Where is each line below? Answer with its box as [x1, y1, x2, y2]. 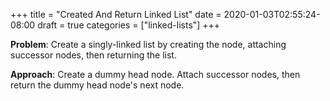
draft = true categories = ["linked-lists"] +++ [37, 19, 221, 31]
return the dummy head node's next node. [10, 79, 185, 91]
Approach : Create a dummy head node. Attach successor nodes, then [10, 69, 301, 80]
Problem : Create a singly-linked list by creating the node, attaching [10, 39, 287, 50]
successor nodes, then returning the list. [10, 49, 177, 61]
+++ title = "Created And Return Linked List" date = [10, 9, 222, 20]
